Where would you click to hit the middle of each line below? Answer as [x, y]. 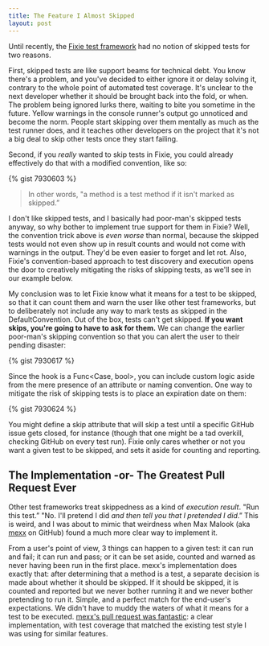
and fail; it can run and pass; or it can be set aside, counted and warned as [132, 557]
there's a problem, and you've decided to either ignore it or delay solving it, [132, 79]
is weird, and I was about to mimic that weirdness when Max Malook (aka [129, 525]
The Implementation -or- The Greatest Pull [117, 475]
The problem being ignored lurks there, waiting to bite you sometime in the [132, 105]
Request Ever [43, 488]
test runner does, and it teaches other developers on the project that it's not [134, 130]
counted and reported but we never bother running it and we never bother [130, 591]
